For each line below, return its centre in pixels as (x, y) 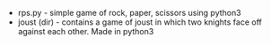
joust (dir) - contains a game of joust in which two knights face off (140, 22)
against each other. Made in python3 (86, 31)
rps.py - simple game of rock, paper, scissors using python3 (129, 13)
